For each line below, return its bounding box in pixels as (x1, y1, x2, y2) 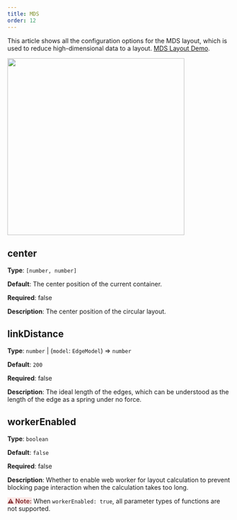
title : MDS (7, 10, 40, 18)
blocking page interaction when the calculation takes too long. (7, 483, 189, 492)
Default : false (7, 448, 50, 456)
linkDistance (7, 328, 64, 340)
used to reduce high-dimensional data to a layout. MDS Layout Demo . (7, 44, 210, 52)
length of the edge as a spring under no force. (7, 395, 142, 404)
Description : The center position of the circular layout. (7, 307, 166, 316)
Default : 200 (7, 360, 43, 369)
